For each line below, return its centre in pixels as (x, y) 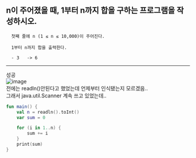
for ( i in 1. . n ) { (39, 128)
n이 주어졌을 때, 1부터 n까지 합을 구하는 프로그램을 (90, 10)
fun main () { (22, 107)
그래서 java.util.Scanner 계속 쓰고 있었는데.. (56, 96)
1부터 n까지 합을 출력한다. (39, 48)
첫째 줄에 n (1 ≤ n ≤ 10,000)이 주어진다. (58, 36)
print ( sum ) (30, 145)
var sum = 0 (31, 117)
